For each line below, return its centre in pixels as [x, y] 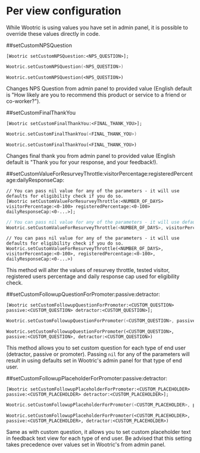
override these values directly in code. [53, 33]
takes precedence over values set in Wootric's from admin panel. [86, 445]
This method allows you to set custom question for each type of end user [96, 348]
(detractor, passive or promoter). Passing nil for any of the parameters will [98, 354]
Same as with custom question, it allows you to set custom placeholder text [99, 432]
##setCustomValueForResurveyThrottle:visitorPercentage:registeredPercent [100, 173]
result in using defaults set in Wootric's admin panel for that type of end [94, 361]
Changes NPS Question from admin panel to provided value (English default [99, 88]
